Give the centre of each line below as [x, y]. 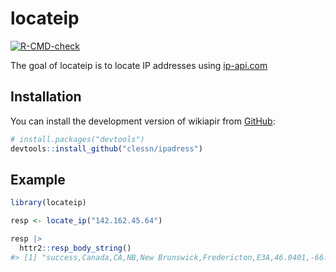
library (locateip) [48, 203]
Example [38, 179]
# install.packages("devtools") [77, 139]
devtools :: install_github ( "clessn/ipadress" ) [106, 148]
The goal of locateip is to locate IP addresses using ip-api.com [139, 65]
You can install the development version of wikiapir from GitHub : [143, 121]
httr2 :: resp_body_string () [75, 248]
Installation [46, 97]
